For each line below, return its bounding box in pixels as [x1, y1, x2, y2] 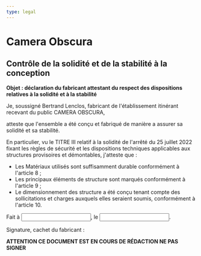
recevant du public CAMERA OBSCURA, [6, 108, 105, 116]
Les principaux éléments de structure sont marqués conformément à [14, 175, 185, 183]
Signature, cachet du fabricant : [6, 226, 85, 233]
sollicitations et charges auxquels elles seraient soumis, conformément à [14, 195, 196, 202]
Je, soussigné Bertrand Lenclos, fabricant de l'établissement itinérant [6, 102, 179, 109]
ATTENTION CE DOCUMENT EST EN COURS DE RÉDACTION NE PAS [6, 237, 179, 245]
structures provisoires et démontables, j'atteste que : [6, 151, 137, 158]
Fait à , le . [6, 213, 172, 220]
